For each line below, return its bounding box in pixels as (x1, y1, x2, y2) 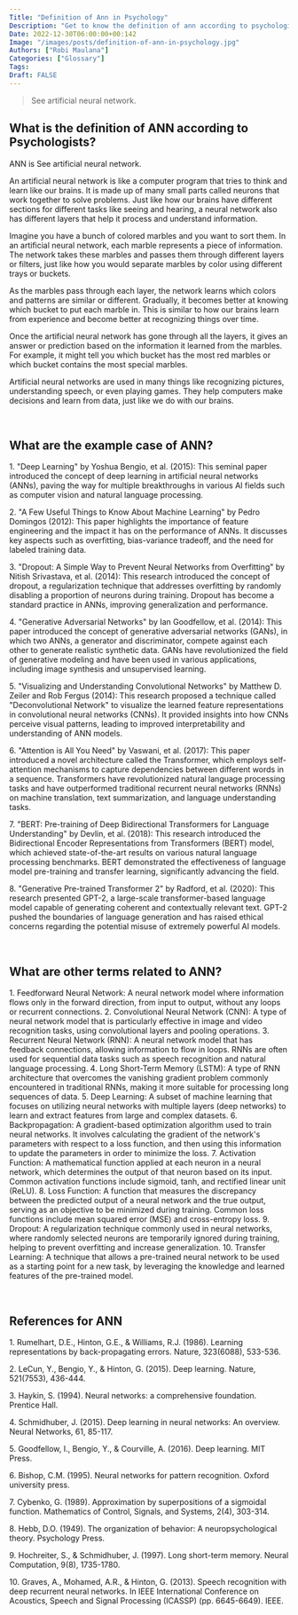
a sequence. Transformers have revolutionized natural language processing (9, 774, 286, 784)
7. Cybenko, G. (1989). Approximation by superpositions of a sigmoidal (9, 1497, 267, 1507)
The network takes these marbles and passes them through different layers (9, 249, 285, 260)
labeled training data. (9, 545, 87, 555)
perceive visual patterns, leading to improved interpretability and (9, 719, 246, 729)
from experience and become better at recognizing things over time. (9, 313, 259, 324)
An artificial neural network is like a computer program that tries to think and (9, 175, 288, 186)
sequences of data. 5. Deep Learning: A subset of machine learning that (9, 1091, 273, 1102)
